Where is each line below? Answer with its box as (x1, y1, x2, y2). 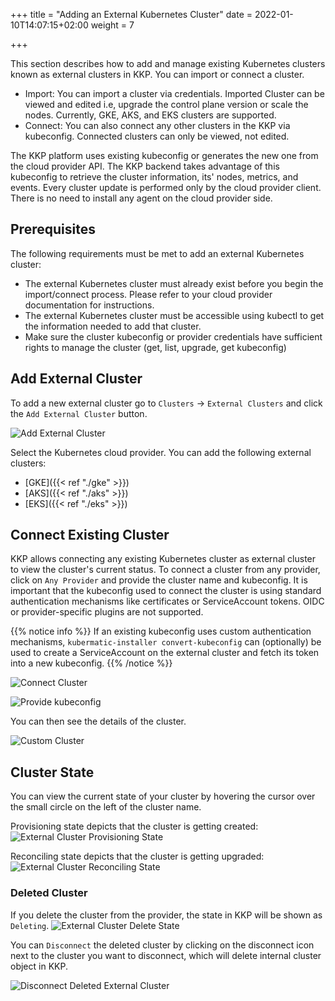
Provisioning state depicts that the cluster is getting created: (10, 820, 259, 833)
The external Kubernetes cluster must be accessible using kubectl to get (24, 309, 325, 321)
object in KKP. (10, 960, 68, 972)
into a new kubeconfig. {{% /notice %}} (10, 657, 173, 669)
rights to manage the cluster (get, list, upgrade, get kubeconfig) (24, 341, 287, 353)
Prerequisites (10, 221, 96, 238)
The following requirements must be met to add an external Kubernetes (10, 247, 305, 259)
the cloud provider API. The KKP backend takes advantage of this (10, 160, 280, 172)
